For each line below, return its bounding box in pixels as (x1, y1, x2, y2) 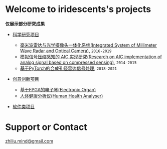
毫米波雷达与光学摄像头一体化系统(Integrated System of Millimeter (20, 42, 157, 48)
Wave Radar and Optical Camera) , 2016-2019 (20, 48, 112, 54)
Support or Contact (5, 121, 87, 133)
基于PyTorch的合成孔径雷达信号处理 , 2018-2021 (20, 65, 117, 71)
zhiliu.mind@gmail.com (5, 138, 54, 144)
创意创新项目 (12, 76, 39, 82)
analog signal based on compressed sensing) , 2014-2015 (20, 59, 137, 65)
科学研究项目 (12, 31, 39, 37)
